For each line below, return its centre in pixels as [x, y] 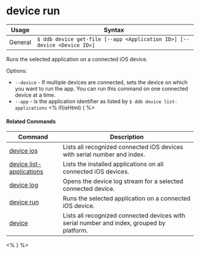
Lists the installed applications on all [113, 164]
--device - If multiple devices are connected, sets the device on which [101, 82]
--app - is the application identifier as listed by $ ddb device [88, 101]
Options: [17, 70]
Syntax [114, 30]
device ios [24, 151]
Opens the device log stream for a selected [123, 181]
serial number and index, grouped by [114, 223]
